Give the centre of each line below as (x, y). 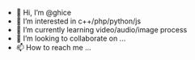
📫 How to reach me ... (53, 47)
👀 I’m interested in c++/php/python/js (78, 21)
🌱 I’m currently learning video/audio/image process (102, 30)
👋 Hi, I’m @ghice (43, 13)
